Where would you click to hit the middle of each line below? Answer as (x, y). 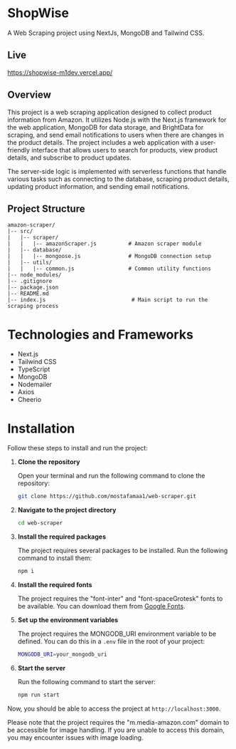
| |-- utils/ (30, 263)
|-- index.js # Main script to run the (108, 300)
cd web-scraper (40, 523)
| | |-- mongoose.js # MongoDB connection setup (109, 257)
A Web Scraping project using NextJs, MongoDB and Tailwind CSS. (106, 33)
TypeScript (34, 369)
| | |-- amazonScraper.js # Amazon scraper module (104, 244)
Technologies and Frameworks (101, 335)
